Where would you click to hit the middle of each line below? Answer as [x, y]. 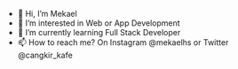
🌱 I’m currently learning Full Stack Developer [99, 32]
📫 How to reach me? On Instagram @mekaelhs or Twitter [123, 42]
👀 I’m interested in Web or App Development [99, 23]
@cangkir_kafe [45, 55]
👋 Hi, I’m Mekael [47, 14]
